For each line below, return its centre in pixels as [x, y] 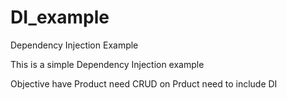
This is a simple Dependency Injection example [107, 64]
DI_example [60, 17]
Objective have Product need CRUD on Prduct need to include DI [144, 83]
